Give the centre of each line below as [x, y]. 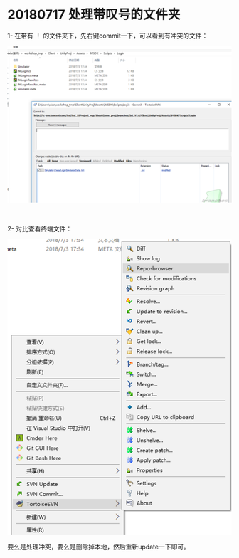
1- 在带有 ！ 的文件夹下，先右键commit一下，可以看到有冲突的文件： [108, 36]
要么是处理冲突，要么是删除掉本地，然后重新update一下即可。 [99, 547]
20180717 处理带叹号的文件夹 [94, 15]
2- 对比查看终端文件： [40, 229]
